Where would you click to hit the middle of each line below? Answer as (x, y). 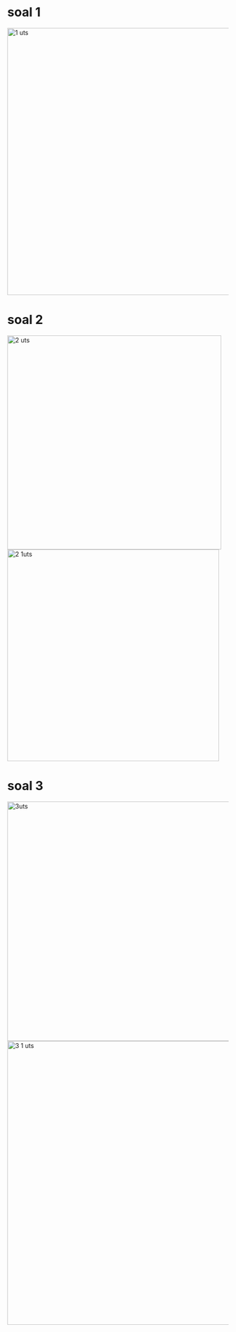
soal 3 (25, 786)
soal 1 (24, 12)
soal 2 (25, 320)
